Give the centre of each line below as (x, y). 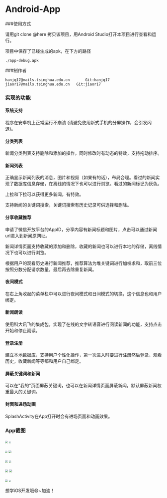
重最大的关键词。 (23, 392)
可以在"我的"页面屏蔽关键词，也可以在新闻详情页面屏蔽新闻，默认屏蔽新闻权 (83, 386)
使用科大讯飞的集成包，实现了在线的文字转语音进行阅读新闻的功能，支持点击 (83, 324)
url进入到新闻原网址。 (28, 236)
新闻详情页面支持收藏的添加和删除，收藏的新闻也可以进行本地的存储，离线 (81, 246)
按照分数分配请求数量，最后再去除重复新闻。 (51, 269)
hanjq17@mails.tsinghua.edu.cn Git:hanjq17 (58, 80)
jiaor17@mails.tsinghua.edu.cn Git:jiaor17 (53, 84)
